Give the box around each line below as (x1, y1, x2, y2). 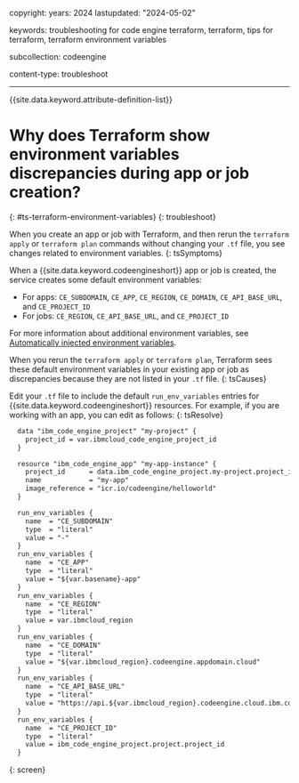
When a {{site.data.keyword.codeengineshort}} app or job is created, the (9, 264, 277, 275)
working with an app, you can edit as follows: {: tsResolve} (9, 409, 224, 420)
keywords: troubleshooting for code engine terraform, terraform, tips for (9, 25, 274, 35)
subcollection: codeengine (9, 52, 107, 61)
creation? (9, 182, 82, 203)
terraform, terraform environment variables (9, 35, 167, 44)
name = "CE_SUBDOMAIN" (25, 516, 114, 526)
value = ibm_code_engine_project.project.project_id (25, 740, 225, 749)
